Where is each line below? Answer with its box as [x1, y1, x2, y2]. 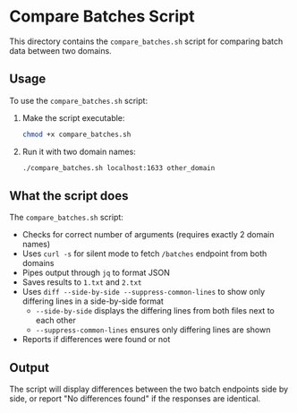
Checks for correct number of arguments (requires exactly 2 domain [21, 229, 275, 240]
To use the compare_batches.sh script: [9, 95, 148, 106]
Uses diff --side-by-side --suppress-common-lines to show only [21, 287, 266, 297]
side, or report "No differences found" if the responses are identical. [9, 393, 261, 404]
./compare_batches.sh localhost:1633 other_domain [21, 163, 216, 172]
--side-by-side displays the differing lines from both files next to [35, 305, 275, 316]
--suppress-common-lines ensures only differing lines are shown [35, 324, 271, 335]
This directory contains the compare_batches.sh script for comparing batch [9, 36, 284, 47]
